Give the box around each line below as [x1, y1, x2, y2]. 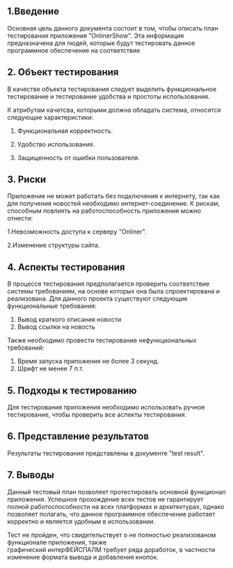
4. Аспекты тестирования [7, 261, 125, 273]
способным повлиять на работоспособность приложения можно [7, 206, 202, 215]
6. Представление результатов [7, 430, 150, 442]
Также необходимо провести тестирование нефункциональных [7, 336, 197, 345]
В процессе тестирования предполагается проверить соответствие [7, 279, 210, 288]
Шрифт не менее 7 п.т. [17, 364, 84, 373]
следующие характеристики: [7, 113, 94, 121]
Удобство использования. [17, 140, 95, 148]
